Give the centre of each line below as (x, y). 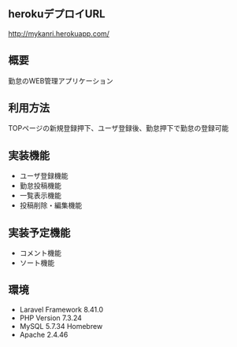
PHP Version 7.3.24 (51, 318)
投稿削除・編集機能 (51, 205)
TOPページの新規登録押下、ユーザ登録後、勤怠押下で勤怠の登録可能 (119, 128)
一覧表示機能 (40, 196)
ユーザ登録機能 (44, 176)
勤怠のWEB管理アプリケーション (61, 80)
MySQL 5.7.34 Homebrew (61, 326)
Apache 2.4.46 (44, 334)
